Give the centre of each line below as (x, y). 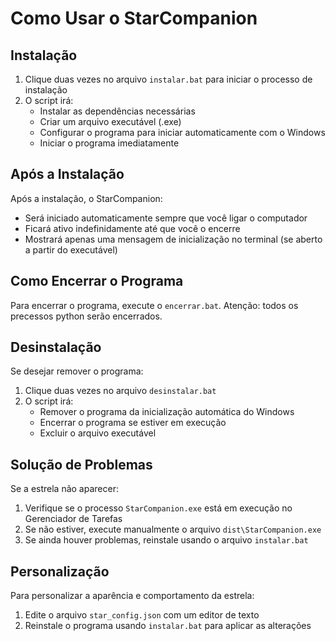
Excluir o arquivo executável (98, 433)
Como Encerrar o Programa (97, 281)
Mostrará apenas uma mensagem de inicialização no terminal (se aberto (173, 239)
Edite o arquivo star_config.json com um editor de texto (142, 615)
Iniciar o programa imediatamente (109, 143)
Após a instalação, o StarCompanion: (86, 198)
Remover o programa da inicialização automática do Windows (167, 412)
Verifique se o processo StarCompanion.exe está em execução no (158, 508)
